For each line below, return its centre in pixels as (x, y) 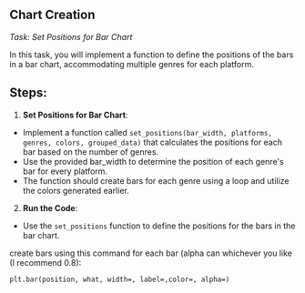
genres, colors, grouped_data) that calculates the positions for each (152, 142)
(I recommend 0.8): (46, 262)
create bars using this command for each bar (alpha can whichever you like (151, 253)
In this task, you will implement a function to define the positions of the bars (152, 55)
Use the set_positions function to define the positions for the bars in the (159, 226)
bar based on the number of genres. (91, 152)
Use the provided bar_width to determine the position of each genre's (153, 161)
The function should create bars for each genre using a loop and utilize (156, 180)
